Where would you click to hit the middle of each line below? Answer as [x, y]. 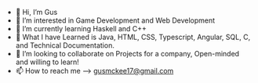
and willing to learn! [47, 62]
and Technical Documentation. [65, 45]
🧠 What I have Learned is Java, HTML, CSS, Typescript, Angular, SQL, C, [133, 37]
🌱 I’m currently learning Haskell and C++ [81, 29]
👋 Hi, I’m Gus [36, 12]
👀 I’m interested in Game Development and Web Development [115, 20]
